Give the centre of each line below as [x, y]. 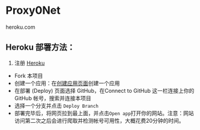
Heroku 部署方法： [41, 48]
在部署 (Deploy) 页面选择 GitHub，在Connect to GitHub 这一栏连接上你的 [104, 90]
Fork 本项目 [29, 75]
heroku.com [20, 27]
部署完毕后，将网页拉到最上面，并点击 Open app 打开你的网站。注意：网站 [104, 113]
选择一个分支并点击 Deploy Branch [56, 105]
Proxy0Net [33, 10]
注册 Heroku [29, 63]
